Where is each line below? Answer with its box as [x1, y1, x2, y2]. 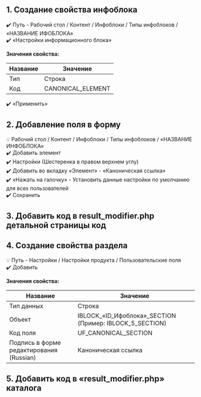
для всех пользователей [6, 184, 69, 192]
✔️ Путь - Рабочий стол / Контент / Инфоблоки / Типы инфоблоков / [6, 21, 178, 28]
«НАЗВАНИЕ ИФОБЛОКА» [6, 29, 74, 37]
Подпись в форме [9, 338, 61, 347]
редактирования [9, 346, 58, 354]
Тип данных [9, 302, 44, 310]
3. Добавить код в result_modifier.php [6, 211, 154, 221]
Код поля [9, 329, 36, 337]
